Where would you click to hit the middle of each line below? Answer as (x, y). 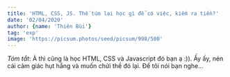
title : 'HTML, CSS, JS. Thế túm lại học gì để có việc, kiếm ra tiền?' (113, 13)
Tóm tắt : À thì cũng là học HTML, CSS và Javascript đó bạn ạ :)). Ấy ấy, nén (115, 58)
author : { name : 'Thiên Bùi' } (49, 26)
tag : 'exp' (23, 33)
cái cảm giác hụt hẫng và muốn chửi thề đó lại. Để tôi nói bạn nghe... (105, 66)
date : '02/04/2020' (35, 20)
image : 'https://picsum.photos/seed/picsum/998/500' (85, 39)
